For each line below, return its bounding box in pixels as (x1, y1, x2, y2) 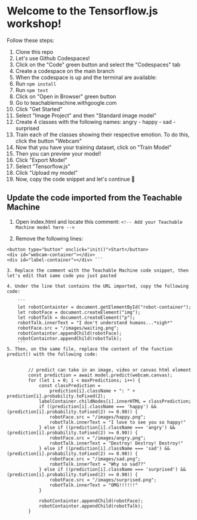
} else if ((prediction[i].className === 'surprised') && (38, 466, 186, 472)
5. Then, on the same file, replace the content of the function (7, 346, 173, 352)
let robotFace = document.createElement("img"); (17, 309, 141, 315)
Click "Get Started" (15, 105, 63, 112)
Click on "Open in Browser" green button (15, 93, 116, 100)
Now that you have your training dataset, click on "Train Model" (15, 144, 172, 151)
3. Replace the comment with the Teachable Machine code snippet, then (7, 267, 189, 273)
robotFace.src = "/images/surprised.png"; (49, 477, 157, 483)
